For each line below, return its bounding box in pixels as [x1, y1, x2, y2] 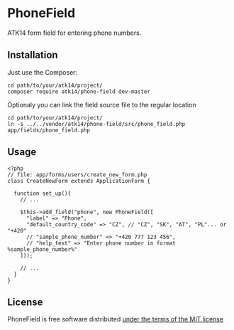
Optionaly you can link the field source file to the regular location [7, 100, 196, 109]
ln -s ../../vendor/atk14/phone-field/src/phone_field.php [7, 120, 186, 127]
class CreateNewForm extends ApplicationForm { [7, 177, 151, 184]
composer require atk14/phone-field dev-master [7, 87, 151, 95]
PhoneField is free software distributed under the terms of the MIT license [7, 315, 224, 324]
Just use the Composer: [7, 68, 78, 76]
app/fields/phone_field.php [7, 127, 91, 134]
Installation [7, 49, 58, 61]
